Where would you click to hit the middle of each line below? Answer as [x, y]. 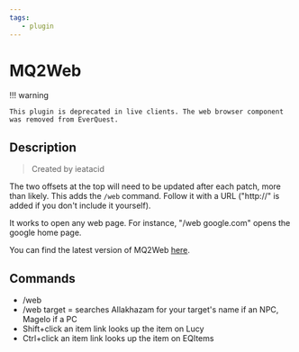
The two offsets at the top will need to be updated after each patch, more [145, 186]
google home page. [45, 233]
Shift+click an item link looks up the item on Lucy [113, 329]
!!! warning [29, 95]
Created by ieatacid [68, 169]
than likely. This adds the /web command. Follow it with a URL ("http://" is [145, 196]
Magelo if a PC [50, 320]
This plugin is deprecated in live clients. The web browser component [146, 112]
